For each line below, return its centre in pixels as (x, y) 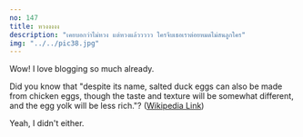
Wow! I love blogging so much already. (82, 69)
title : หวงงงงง (35, 26)
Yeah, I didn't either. (47, 123)
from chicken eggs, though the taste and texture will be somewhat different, (151, 96)
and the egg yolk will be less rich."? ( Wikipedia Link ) (107, 106)
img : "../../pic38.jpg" (55, 43)
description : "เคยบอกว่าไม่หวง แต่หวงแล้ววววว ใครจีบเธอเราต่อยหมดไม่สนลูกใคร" (127, 34)
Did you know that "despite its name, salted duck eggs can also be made (146, 86)
